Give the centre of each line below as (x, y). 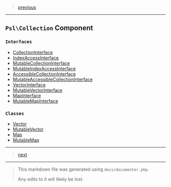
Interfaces (19, 42)
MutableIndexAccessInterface (44, 69)
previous (27, 7)
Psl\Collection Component (49, 28)
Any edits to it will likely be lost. (51, 179)
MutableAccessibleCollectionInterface (53, 79)
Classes (15, 113)
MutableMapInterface (35, 101)
